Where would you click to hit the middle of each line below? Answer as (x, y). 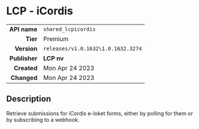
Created (26, 68)
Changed (24, 78)
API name (23, 29)
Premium (56, 39)
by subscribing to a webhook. (43, 119)
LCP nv (54, 58)
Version (26, 48)
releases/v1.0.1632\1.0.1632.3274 (93, 48)
